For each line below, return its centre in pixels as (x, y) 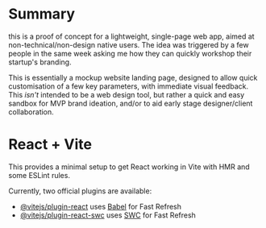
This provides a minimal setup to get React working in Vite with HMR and (129, 167)
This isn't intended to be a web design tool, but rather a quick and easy (127, 94)
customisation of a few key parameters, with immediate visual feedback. (128, 86)
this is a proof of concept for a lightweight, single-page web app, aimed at (132, 36)
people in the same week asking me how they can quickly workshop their (130, 53)
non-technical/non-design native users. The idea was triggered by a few (129, 44)
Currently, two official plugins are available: (80, 191)
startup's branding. (40, 62)
